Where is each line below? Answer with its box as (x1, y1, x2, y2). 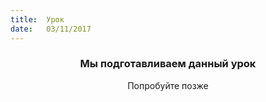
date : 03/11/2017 (10, 24, 92, 34)
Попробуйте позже (127, 79, 209, 91)
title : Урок (10, 14, 65, 25)
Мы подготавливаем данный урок (79, 57, 257, 71)
